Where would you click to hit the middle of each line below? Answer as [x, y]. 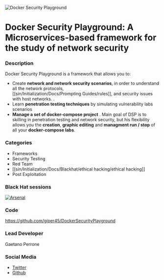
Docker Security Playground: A [69, 27]
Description [19, 64]
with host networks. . [33, 99]
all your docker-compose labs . [44, 130]
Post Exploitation [29, 174]
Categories [19, 143]
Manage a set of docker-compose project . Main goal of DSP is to [79, 114]
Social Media [21, 257]
